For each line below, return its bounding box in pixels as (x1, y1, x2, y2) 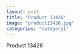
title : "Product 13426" (6, 14, 67, 20)
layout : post (6, 8, 39, 15)
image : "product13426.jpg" (6, 20, 75, 26)
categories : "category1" (6, 25, 69, 32)
